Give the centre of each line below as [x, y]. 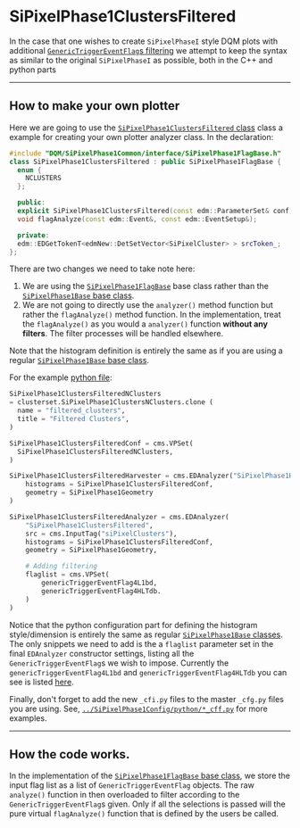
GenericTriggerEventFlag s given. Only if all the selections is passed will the [147, 804]
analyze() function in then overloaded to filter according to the [125, 795]
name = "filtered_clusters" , [71, 411]
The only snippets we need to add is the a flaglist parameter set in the [142, 643]
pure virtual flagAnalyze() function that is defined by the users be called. [144, 814]
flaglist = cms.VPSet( [67, 575]
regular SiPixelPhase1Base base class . [79, 360]
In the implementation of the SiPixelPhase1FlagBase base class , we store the [150, 776]
